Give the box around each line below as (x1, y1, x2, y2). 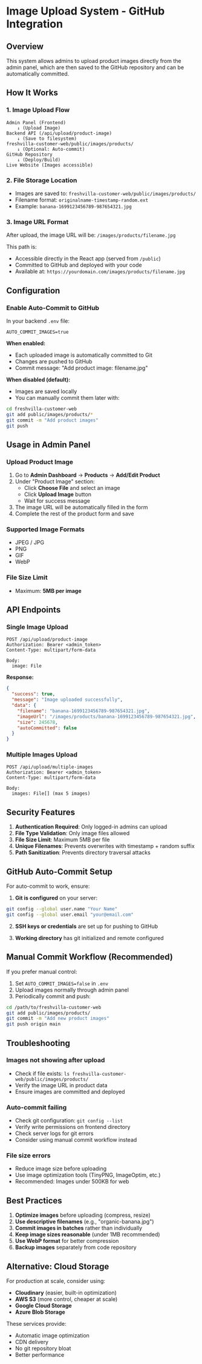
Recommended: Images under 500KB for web (15, 1178, 129, 1185)
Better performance (15, 1351, 65, 1359)
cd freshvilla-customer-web (6, 406, 77, 412)
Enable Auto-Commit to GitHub (6, 303, 100, 312)
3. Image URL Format (6, 217, 69, 226)
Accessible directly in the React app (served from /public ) (15, 255, 161, 262)
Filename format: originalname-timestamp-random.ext (15, 196, 149, 204)
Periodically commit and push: (15, 992, 91, 1000)
